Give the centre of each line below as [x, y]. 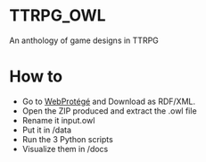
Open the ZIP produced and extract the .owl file [110, 111]
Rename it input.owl [58, 120]
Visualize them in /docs [65, 149]
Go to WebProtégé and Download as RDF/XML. [109, 101]
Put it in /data [47, 130]
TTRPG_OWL [58, 16]
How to [36, 77]
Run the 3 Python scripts [67, 139]
